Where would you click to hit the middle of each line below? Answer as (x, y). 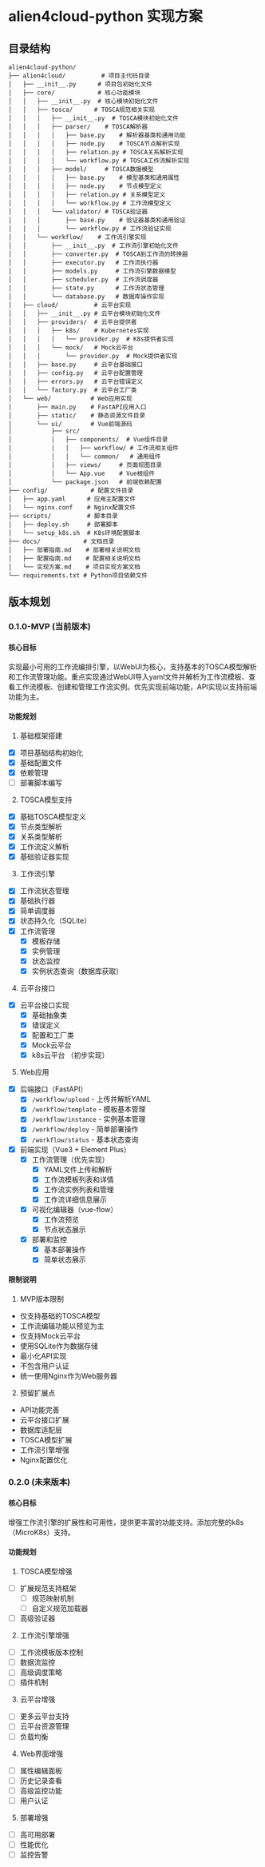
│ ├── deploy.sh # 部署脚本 (63, 525)
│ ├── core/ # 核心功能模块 (75, 93)
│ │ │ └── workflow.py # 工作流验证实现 (90, 229)
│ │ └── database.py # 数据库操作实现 (87, 297)
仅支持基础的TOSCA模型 (60, 1315)
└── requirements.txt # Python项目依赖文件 (78, 576)
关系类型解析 (41, 837)
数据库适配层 (41, 1430)
